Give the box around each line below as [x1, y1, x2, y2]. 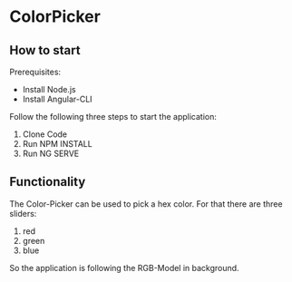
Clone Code [22, 129, 68, 140]
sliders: [9, 208, 37, 219]
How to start [9, 43, 81, 58]
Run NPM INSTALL [22, 139, 92, 149]
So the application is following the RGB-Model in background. [9, 262, 239, 273]
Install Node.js [22, 84, 76, 94]
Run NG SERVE [22, 148, 80, 159]
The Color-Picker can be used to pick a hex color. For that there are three [9, 198, 283, 209]
